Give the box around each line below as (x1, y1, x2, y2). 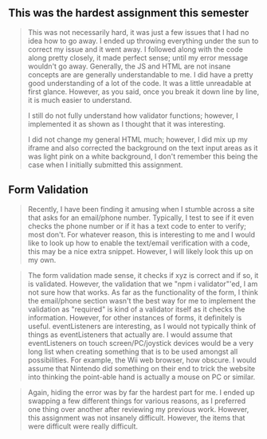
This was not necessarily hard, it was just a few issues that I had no (27, 27, 249, 37)
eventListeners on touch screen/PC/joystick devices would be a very (27, 338, 253, 347)
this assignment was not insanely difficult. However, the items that (27, 413, 245, 422)
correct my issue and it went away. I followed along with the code (27, 44, 243, 54)
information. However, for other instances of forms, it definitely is (27, 312, 242, 322)
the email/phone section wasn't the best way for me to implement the (27, 296, 257, 305)
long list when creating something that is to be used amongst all (27, 347, 238, 356)
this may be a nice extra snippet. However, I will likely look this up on (27, 246, 253, 256)
